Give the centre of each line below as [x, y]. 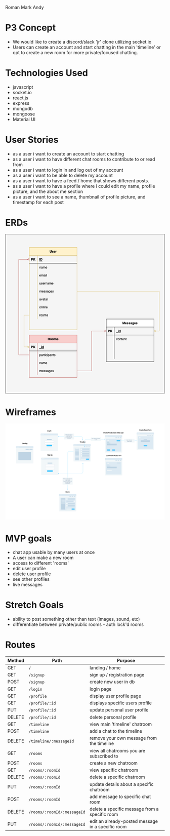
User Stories [32, 140]
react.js [20, 98]
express [21, 103]
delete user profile [32, 574]
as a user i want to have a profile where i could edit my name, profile [84, 186]
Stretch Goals [35, 605]
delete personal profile [113, 717]
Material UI [24, 119]
